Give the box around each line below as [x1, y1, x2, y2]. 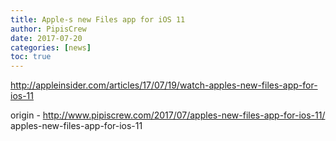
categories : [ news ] [10, 42, 92, 53]
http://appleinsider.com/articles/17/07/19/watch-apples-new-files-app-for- [10, 79, 318, 91]
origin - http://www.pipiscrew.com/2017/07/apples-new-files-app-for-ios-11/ [10, 109, 326, 121]
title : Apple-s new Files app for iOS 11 [10, 14, 186, 25]
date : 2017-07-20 [10, 33, 83, 43]
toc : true [10, 52, 52, 62]
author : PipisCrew [10, 24, 87, 34]
